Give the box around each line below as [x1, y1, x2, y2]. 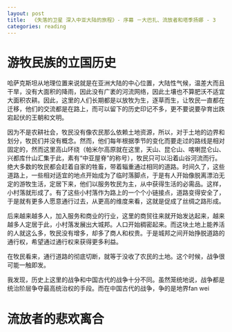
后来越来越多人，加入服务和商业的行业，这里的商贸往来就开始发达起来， [7, 212, 213, 220]
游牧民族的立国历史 [7, 55, 117, 70]
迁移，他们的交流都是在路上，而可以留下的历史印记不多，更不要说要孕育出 [7, 105, 219, 113]
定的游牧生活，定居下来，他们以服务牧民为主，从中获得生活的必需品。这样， [7, 180, 225, 188]
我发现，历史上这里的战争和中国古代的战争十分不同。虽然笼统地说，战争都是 [7, 275, 225, 284]
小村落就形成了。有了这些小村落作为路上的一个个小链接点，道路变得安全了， [7, 188, 225, 197]
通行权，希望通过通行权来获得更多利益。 [7, 237, 122, 246]
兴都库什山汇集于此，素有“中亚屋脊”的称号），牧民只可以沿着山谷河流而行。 [7, 154, 222, 162]
